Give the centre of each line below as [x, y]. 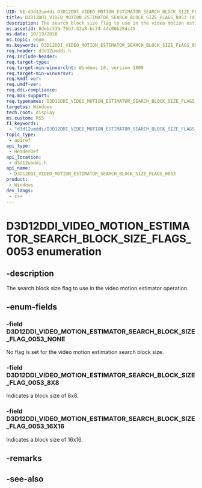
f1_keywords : [23, 124]
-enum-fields [32, 307]
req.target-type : [28, 62]
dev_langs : [20, 191]
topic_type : [21, 135]
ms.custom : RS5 [25, 118]
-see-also [25, 479]
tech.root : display [31, 112]
